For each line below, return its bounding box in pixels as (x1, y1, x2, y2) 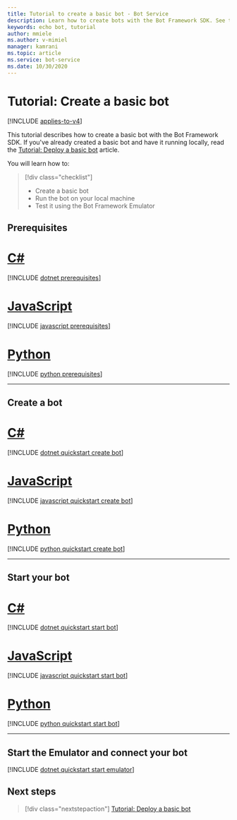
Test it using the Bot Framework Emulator (35, 201, 155, 210)
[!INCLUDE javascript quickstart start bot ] (7, 672, 128, 680)
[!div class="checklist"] (24, 172, 93, 181)
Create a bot (7, 397, 63, 409)
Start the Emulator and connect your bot (7, 747, 188, 759)
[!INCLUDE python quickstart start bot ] (7, 720, 120, 728)
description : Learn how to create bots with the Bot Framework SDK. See (7, 17, 226, 24)
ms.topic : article (7, 50, 61, 57)
